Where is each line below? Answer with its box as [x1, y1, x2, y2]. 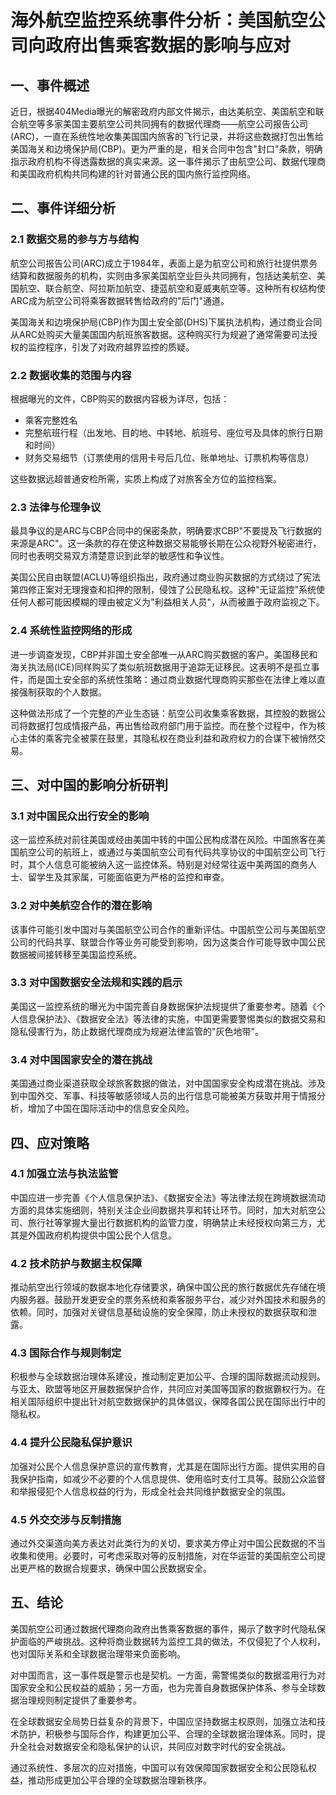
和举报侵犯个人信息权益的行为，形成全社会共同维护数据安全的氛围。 [10, 1485, 291, 1497]
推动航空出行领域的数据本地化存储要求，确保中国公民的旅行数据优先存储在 [10, 1281, 317, 1293]
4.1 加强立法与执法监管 [10, 1167, 119, 1181]
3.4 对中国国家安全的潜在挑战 [10, 1052, 153, 1066]
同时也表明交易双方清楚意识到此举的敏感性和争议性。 [10, 550, 230, 562]
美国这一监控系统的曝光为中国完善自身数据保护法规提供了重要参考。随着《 [10, 1000, 317, 1012]
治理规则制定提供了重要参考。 [18, 1694, 142, 1706]
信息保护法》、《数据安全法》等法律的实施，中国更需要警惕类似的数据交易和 [18, 1012, 326, 1025]
